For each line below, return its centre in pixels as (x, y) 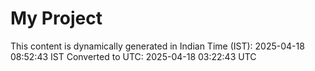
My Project (56, 18)
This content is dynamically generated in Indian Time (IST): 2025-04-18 (157, 46)
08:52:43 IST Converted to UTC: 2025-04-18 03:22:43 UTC (133, 56)
